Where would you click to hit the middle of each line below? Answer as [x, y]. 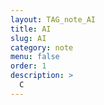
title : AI [31, 29]
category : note [42, 47]
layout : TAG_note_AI [53, 19]
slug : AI [28, 38]
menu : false [35, 57]
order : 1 [28, 66]
